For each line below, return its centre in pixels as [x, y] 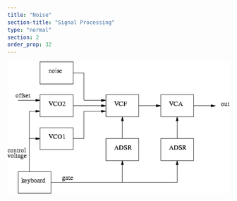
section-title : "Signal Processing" [61, 22]
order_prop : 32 [30, 45]
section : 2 [23, 37]
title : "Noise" [30, 15]
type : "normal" [30, 30]
